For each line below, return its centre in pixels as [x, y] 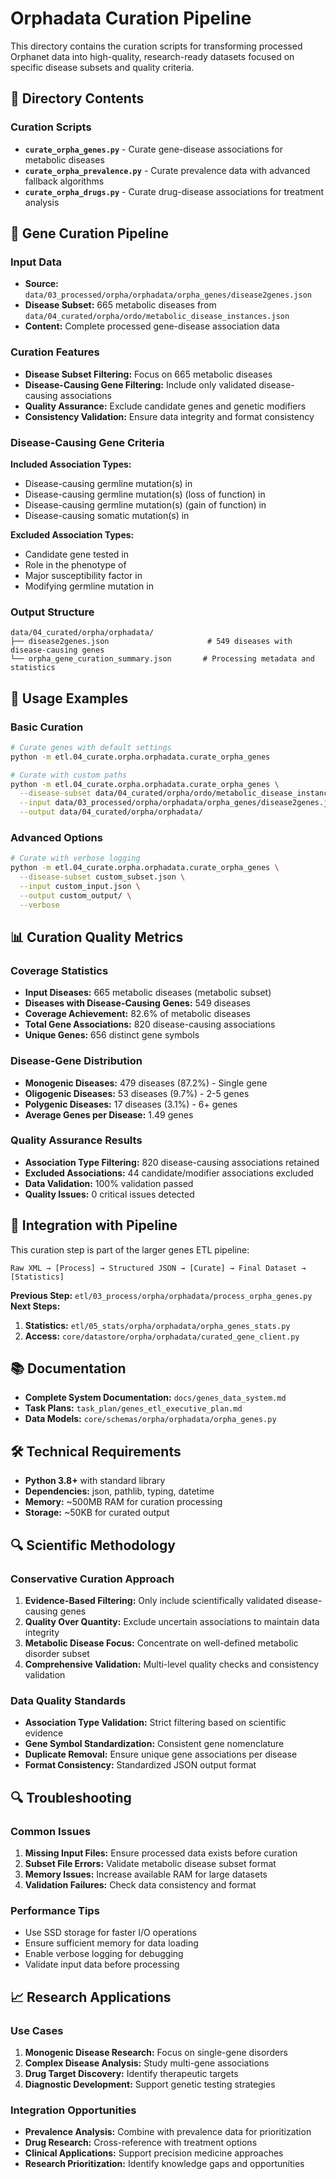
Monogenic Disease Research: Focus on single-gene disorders [156, 2052]
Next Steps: [35, 1306]
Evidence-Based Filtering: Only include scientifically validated [154, 1600]
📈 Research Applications [91, 1997]
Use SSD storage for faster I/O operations [110, 1933]
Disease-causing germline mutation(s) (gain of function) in [145, 504]
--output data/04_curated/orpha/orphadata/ [111, 812]
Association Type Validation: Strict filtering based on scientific [155, 1723]
